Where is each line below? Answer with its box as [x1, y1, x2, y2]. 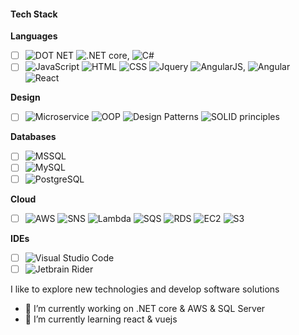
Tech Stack [10, 8, 58, 20]
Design [10, 91, 41, 104]
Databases [10, 131, 57, 143]
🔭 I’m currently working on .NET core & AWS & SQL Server [24, 302, 266, 314]
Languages [10, 30, 58, 42]
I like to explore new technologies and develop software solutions [10, 283, 280, 295]
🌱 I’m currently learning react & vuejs [24, 313, 178, 325]
